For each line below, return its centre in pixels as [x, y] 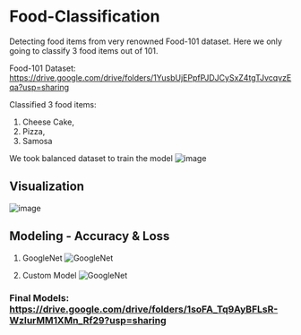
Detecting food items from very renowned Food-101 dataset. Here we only [146, 41]
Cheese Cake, [48, 122]
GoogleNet [42, 258]
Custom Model [49, 275]
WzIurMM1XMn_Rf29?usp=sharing [88, 321]
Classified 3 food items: [53, 104]
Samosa [37, 141]
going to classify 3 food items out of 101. [84, 50]
